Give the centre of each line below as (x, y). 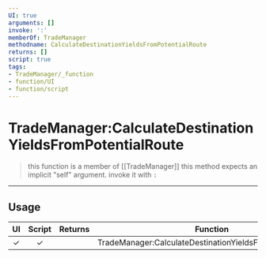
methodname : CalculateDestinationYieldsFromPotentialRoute (108, 45)
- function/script (38, 89)
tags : (17, 67)
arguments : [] (32, 23)
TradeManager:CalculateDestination (131, 128)
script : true (30, 60)
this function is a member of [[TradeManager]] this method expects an (142, 166)
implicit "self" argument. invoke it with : (92, 175)
